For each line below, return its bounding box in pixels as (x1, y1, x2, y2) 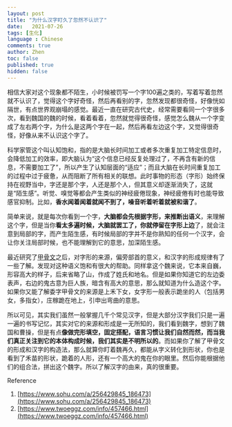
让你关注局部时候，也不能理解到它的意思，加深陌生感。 (7, 238, 164, 246)
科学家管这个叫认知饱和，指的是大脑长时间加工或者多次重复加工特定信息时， (7, 146, 225, 154)
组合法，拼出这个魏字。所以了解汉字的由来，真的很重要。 (19, 362, 183, 370)
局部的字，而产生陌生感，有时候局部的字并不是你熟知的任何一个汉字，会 (19, 229, 225, 238)
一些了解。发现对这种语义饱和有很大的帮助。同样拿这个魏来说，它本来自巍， (7, 261, 225, 269)
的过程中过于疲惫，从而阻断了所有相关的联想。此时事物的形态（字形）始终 (7, 171, 219, 180)
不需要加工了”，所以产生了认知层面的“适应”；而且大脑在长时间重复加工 (19, 163, 221, 171)
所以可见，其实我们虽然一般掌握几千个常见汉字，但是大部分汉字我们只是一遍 (7, 310, 225, 319)
